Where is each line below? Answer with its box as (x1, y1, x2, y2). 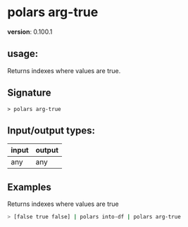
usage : (7, 48, 39, 60)
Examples (7, 181, 51, 193)
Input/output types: (7, 124, 96, 136)
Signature (7, 87, 51, 99)
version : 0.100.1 (7, 27, 53, 36)
